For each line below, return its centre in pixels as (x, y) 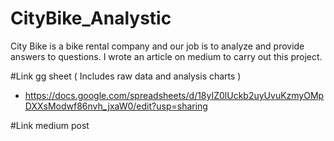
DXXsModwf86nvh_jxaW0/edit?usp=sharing (116, 106)
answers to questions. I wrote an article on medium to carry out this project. (166, 56)
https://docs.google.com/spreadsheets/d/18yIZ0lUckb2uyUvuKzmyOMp (174, 95)
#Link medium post (50, 125)
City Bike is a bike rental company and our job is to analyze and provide (157, 46)
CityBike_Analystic (91, 18)
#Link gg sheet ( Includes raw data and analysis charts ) (126, 76)
